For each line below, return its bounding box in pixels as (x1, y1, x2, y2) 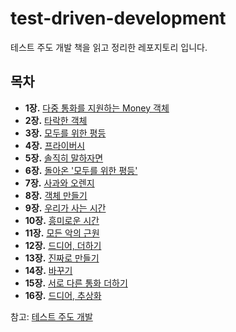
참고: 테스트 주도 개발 (10, 310, 93, 322)
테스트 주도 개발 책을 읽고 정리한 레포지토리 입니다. (10, 41, 208, 53)
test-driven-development (10, 7, 227, 30)
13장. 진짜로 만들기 (24, 252, 100, 264)
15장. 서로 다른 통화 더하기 (24, 277, 128, 289)
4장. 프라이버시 (24, 139, 86, 151)
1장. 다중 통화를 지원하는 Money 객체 (24, 102, 170, 114)
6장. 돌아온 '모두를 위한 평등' (24, 164, 138, 176)
